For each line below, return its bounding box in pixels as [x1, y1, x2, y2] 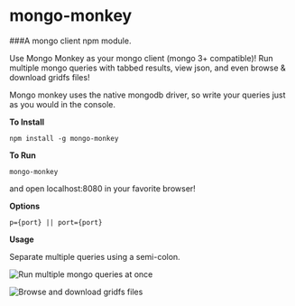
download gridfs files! [9, 71, 90, 82]
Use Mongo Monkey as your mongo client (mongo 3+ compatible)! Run [9, 52, 273, 63]
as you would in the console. [9, 98, 115, 109]
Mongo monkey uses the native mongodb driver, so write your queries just [9, 89, 286, 100]
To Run [9, 150, 36, 161]
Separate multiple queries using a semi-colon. [9, 251, 180, 262]
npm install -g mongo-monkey [9, 134, 119, 143]
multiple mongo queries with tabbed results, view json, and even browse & [9, 62, 286, 73]
